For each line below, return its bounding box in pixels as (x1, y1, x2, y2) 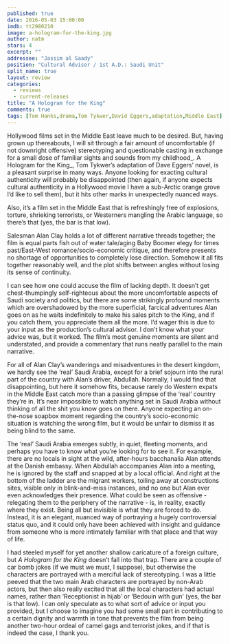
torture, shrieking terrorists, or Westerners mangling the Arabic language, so (7, 211, 223, 219)
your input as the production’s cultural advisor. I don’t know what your (7, 325, 205, 333)
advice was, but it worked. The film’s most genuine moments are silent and (7, 332, 218, 341)
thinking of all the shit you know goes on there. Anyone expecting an (7, 404, 201, 413)
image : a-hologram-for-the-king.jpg (7, 29, 112, 37)
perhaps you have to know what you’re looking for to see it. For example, (7, 447, 214, 455)
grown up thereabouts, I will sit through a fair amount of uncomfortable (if (7, 138, 215, 147)
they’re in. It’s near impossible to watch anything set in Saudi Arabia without (7, 397, 221, 405)
